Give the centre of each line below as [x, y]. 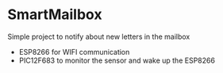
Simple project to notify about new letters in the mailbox [99, 36]
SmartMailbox [55, 15]
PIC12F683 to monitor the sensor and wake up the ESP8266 [117, 60]
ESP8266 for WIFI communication [74, 52]
